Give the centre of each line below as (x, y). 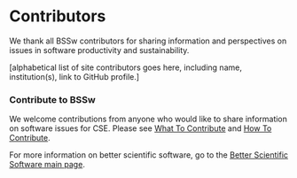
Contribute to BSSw (52, 99)
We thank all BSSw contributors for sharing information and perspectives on (148, 41)
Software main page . (47, 165)
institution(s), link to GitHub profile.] (74, 76)
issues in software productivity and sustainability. (99, 50)
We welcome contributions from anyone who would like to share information (148, 119)
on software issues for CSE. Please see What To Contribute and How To (141, 128)
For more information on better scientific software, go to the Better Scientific (149, 155)
